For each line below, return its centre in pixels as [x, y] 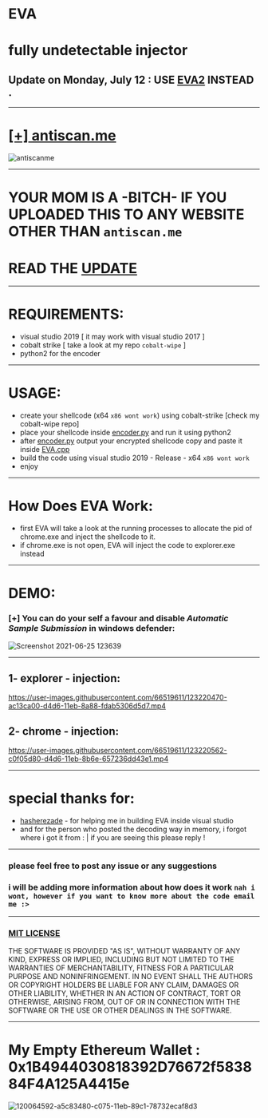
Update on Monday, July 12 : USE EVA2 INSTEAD [131, 79]
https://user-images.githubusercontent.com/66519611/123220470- [118, 698]
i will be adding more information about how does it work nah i [132, 887]
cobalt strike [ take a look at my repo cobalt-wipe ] [102, 345]
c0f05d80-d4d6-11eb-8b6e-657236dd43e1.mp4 [89, 759]
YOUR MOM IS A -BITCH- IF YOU [118, 198]
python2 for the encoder [60, 354]
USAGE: [35, 393]
